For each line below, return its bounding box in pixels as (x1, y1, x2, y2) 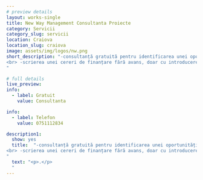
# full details (6, 76, 45, 82)
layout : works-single (6, 14, 61, 20)
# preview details (6, 8, 53, 15)
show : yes (11, 137, 36, 143)
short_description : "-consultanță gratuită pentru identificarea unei (6, 54, 188, 60)
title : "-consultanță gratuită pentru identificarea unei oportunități (11, 142, 199, 148)
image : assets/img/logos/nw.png (6, 48, 88, 54)
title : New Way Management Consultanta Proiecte (6, 20, 131, 26)
